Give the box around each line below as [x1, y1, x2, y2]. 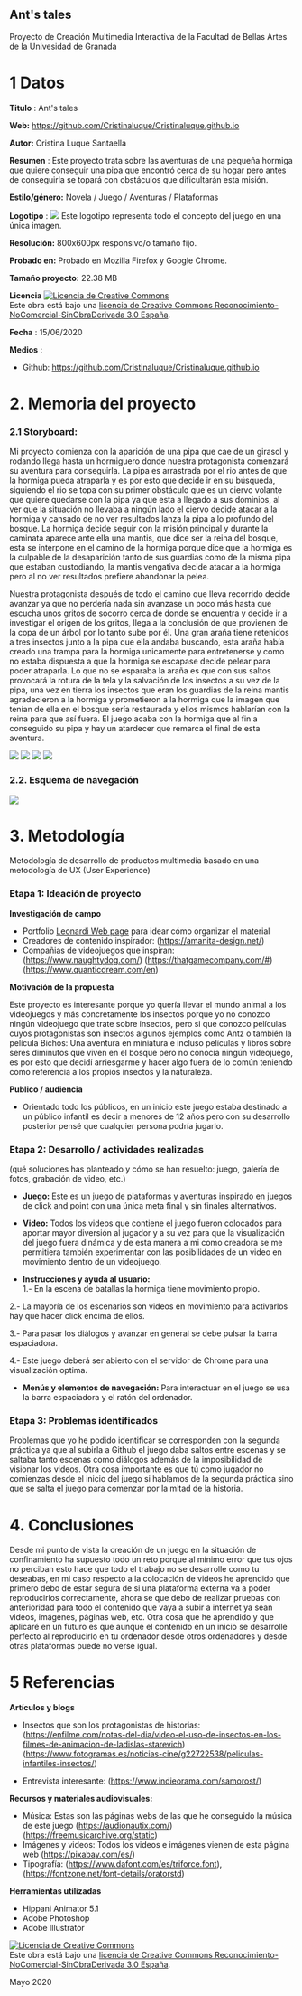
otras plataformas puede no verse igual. [9, 1641, 158, 1652]
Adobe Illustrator [22, 1923, 86, 1934]
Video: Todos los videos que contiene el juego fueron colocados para [22, 1218, 282, 1229]
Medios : [9, 344, 43, 355]
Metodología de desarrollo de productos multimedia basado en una [9, 855, 260, 866]
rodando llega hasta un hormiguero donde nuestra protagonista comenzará [9, 456, 289, 466]
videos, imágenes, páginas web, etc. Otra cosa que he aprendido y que [9, 1612, 275, 1623]
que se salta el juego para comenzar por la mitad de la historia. [9, 1483, 243, 1494]
